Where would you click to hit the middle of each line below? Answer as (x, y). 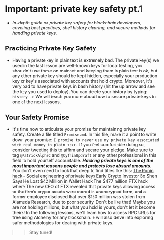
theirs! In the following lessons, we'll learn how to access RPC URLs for (84, 212)
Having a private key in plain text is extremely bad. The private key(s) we (85, 60)
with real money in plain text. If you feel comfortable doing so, (79, 144)
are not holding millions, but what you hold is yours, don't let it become (84, 207)
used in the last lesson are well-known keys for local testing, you (77, 65)
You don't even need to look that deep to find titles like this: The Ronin (83, 170)
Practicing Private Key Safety (51, 48)
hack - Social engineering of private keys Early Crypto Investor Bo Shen (85, 176)
